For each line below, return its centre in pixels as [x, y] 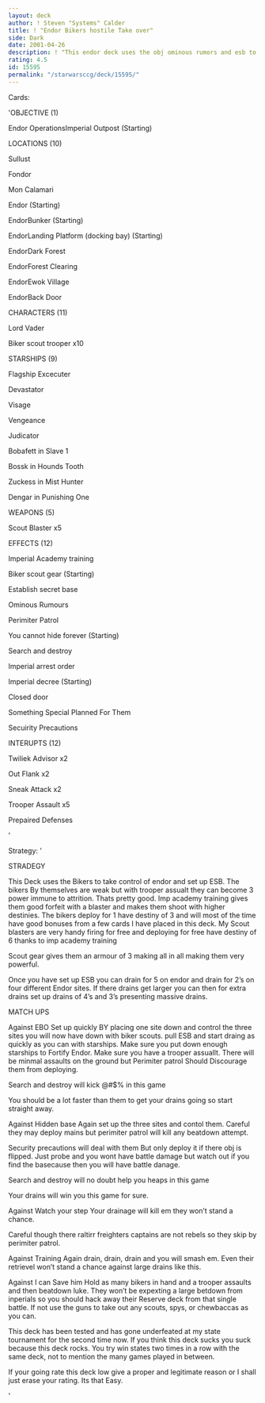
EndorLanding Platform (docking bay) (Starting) [86, 236]
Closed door [28, 697]
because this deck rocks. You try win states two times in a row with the [124, 1348]
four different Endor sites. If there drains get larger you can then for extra [127, 988]
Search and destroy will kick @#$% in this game [87, 1085]
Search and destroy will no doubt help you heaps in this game [109, 1180]
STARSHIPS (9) [33, 359]
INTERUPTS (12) [35, 743]
